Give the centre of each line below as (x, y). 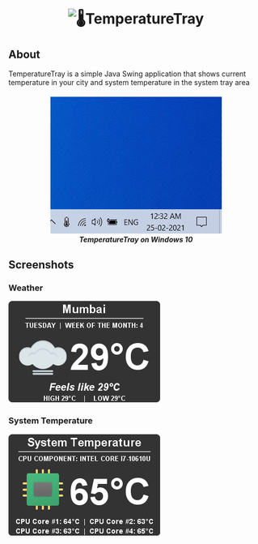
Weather (26, 288)
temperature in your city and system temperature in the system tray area (129, 82)
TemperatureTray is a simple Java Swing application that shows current (127, 74)
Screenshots (41, 265)
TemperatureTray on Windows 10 (136, 239)
